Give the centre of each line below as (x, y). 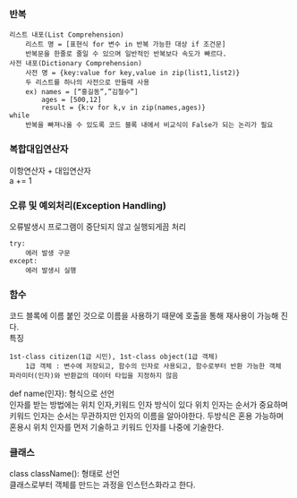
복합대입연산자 (39, 150)
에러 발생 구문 (48, 253)
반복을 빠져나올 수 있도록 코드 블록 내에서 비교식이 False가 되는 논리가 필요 (149, 125)
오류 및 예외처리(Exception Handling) (88, 205)
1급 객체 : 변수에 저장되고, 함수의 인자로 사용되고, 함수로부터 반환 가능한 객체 (153, 366)
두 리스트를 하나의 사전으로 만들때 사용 (88, 82)
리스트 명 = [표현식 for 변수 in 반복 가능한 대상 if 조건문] (126, 45)
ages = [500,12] (72, 100)
